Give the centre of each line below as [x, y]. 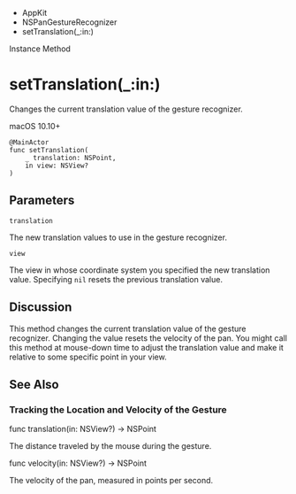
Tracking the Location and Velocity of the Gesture [118, 409]
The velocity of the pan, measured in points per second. [111, 481]
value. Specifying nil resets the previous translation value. [116, 279]
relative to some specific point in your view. [88, 357]
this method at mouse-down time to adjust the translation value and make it [147, 347]
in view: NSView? [57, 166]
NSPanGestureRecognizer [69, 22]
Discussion [41, 308]
